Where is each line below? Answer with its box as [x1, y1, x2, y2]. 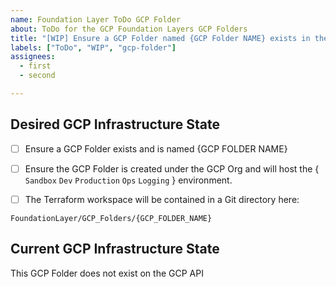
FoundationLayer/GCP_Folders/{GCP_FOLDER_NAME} [10, 213, 213, 223]
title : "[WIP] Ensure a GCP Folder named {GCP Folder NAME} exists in [10, 33, 311, 43]
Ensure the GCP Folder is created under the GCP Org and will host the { [24, 162, 320, 175]
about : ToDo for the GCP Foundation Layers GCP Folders [10, 24, 248, 34]
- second [19, 71, 56, 81]
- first [19, 61, 52, 71]
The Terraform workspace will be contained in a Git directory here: [24, 193, 300, 205]
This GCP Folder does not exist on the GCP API [10, 267, 204, 279]
